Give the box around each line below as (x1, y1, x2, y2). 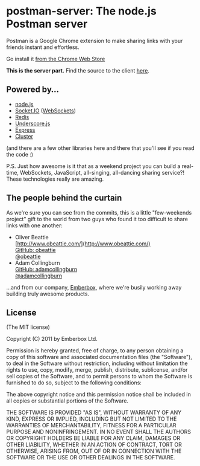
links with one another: (6, 222, 63, 229)
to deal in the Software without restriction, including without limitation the (6, 360, 188, 367)
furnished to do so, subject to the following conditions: (6, 379, 142, 386)
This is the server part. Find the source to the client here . (6, 66, 149, 74)
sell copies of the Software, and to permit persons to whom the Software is (6, 373, 193, 380)
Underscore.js (14, 120, 51, 127)
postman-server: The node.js (6, 4, 157, 18)
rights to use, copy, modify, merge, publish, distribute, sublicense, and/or (6, 366, 188, 374)
